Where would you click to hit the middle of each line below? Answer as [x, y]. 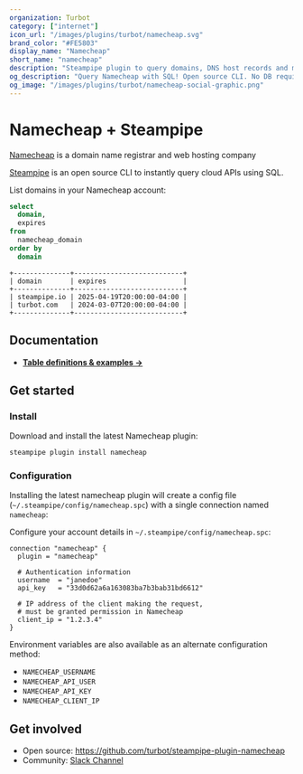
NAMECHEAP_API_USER [59, 682]
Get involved [46, 729]
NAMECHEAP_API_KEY [57, 692]
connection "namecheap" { [58, 549]
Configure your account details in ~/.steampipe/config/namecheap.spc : [140, 532]
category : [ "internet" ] [54, 26]
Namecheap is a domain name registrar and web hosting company [133, 155]
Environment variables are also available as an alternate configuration [138, 645]
